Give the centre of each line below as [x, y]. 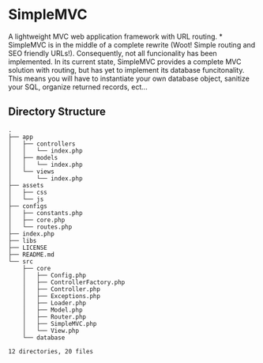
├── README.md [32, 255]
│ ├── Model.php [53, 310]
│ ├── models [33, 157]
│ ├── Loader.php [54, 303]
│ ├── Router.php [54, 317]
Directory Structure [57, 112]
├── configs [28, 206]
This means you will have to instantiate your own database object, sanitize [129, 78]
